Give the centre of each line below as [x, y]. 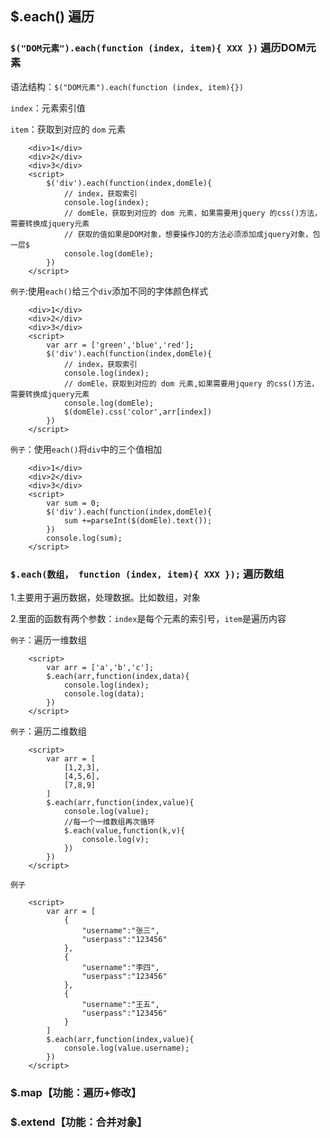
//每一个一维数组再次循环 [109, 822]
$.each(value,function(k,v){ [124, 830]
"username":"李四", [120, 967]
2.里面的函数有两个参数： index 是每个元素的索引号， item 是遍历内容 [148, 618]
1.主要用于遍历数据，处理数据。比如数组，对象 [105, 597]
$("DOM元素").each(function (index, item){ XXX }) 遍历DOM [158, 48]
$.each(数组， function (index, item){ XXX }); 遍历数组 [147, 574]
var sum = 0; [73, 503]
